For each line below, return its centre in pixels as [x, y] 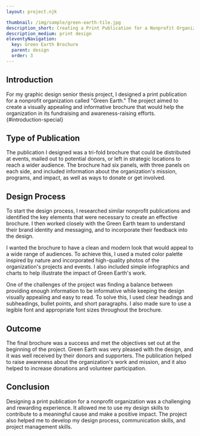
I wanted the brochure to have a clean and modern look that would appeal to [100, 248]
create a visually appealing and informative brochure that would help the [95, 107]
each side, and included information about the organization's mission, [92, 172]
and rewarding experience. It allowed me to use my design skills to [88, 407]
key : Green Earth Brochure [45, 45]
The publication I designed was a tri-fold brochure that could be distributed [99, 152]
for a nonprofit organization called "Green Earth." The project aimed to [92, 100]
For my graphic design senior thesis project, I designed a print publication [96, 94]
